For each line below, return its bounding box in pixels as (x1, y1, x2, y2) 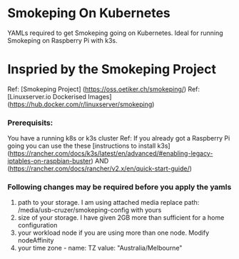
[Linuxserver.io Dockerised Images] (7, 92, 112, 101)
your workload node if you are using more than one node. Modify (17, 228, 210, 237)
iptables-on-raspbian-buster (7, 157, 91, 166)
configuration (17, 221, 58, 230)
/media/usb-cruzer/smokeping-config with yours (17, 205, 162, 215)
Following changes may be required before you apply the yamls (7, 182, 232, 192)
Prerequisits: (7, 118, 54, 128)
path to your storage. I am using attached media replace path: (17, 198, 200, 207)
